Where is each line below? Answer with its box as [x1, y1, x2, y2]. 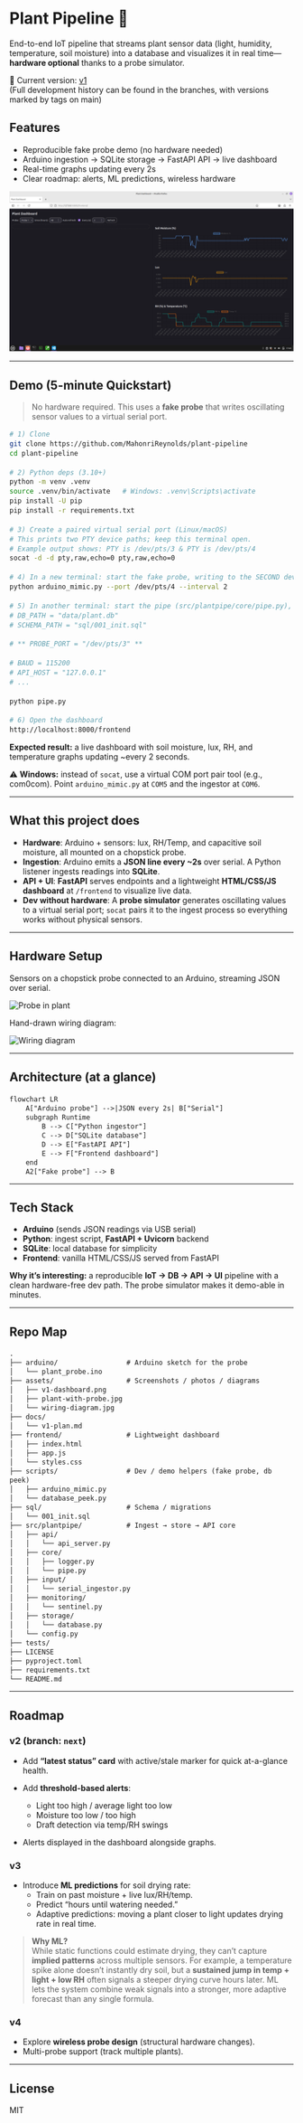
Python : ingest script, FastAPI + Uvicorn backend [22, 1233, 209, 1244]
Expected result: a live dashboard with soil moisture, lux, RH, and [9, 741, 253, 753]
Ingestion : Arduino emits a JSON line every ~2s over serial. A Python [22, 856, 281, 867]
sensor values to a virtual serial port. [31, 411, 168, 422]
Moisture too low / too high [35, 1809, 137, 1820]
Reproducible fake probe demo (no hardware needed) [22, 144, 224, 155]
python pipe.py [9, 696, 67, 706]
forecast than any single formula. [31, 1994, 155, 2005]
